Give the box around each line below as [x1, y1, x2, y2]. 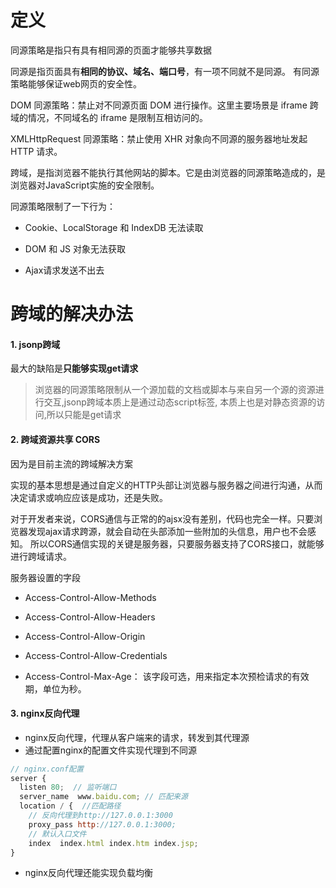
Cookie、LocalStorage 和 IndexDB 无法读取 [24, 221, 204, 233]
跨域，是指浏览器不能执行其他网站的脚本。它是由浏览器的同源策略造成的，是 [10, 166, 326, 178]
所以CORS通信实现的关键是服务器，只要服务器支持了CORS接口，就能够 [29, 537, 325, 550]
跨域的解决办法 [10, 303, 134, 326]
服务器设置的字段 [10, 571, 81, 583]
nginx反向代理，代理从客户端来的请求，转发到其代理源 [24, 731, 250, 743]
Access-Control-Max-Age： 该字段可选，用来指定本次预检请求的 [24, 670, 292, 682]
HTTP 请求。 [10, 145, 63, 157]
